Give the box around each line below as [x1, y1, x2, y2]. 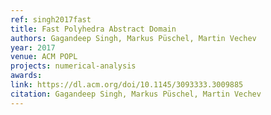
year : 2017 [10, 42, 56, 53]
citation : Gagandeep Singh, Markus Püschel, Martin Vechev [10, 89, 262, 99]
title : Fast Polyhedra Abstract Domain [10, 24, 177, 34]
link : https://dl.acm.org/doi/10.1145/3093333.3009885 [10, 80, 244, 90]
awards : [10, 71, 43, 81]
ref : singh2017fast [10, 14, 92, 25]
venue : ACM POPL [10, 52, 78, 62]
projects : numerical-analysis [10, 61, 137, 71]
